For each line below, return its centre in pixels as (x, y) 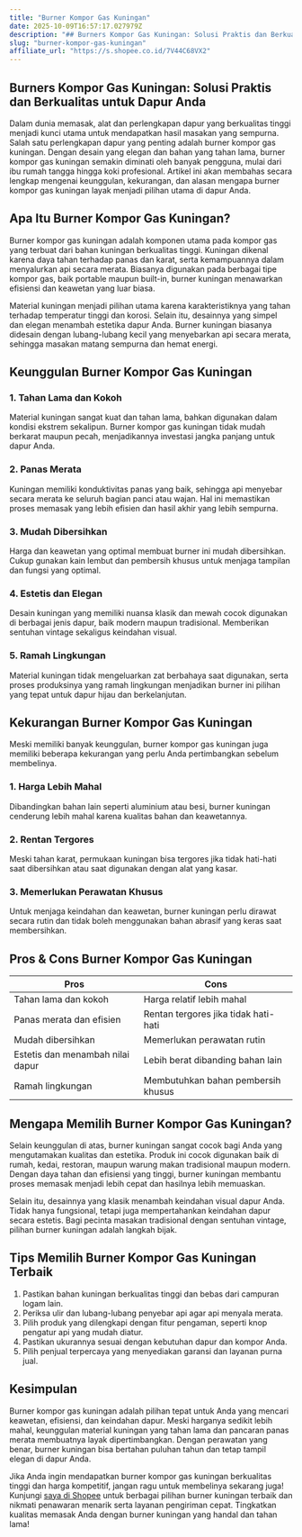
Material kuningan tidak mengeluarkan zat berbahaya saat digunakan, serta (149, 675)
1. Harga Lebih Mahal (56, 787)
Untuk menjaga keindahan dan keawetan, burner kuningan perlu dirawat (143, 911)
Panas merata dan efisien (67, 1020)
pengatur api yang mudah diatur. (83, 1332)
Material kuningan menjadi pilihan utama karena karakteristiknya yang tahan (150, 305)
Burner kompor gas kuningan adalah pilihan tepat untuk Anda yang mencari (149, 1411)
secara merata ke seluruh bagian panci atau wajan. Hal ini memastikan (140, 498)
